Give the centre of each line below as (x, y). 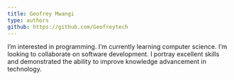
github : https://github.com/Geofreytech (68, 27)
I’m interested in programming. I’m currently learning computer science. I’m (117, 47)
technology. (25, 69)
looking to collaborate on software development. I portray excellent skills (113, 54)
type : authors (28, 20)
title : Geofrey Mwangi (41, 14)
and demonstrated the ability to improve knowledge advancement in (107, 62)
